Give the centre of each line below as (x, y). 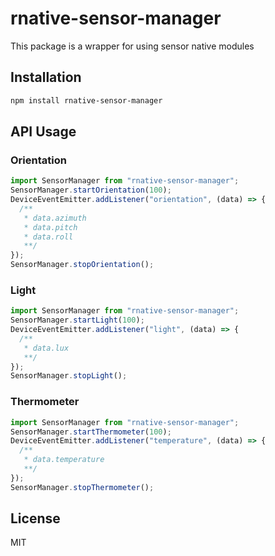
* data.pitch (50, 227)
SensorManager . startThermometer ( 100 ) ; (91, 432)
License (35, 518)
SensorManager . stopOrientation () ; (82, 265)
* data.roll (48, 237)
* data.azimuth (55, 218)
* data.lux (46, 348)
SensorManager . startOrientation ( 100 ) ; (91, 190)
